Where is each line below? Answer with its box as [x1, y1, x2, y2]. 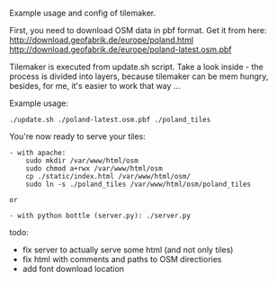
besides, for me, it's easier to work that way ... [9, 81, 181, 91]
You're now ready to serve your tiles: [9, 131, 146, 142]
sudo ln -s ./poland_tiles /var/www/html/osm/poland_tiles [25, 180, 252, 189]
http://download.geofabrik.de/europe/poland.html [9, 35, 194, 45]
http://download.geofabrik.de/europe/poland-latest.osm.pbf [9, 44, 232, 55]
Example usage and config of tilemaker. [9, 8, 156, 18]
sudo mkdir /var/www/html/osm [25, 156, 139, 165]
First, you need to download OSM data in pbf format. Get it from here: [9, 25, 267, 35]
